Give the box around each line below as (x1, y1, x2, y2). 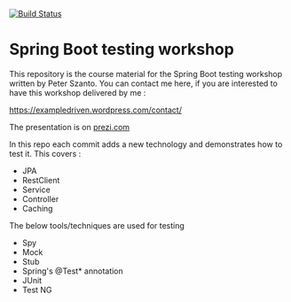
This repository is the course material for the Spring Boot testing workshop (9, 68, 283, 79)
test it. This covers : (9, 148, 82, 159)
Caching (21, 203, 53, 213)
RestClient (21, 174, 60, 185)
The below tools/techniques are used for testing (9, 220, 185, 230)
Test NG (21, 284, 52, 295)
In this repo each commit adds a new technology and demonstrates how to (9, 138, 283, 150)
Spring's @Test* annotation (21, 266, 124, 276)
